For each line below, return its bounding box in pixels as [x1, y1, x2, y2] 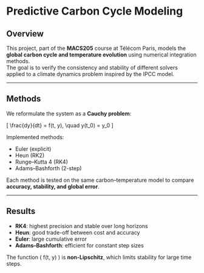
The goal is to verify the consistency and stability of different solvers [6, 64, 178, 71]
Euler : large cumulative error [15, 235, 87, 243]
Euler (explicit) [15, 145, 52, 153]
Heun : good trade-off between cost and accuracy [15, 229, 140, 236]
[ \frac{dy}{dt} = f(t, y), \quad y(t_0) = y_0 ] [6, 122, 114, 129]
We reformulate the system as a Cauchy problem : [6, 109, 132, 117]
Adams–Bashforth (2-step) [15, 164, 82, 171]
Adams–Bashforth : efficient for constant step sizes [15, 241, 144, 249]
